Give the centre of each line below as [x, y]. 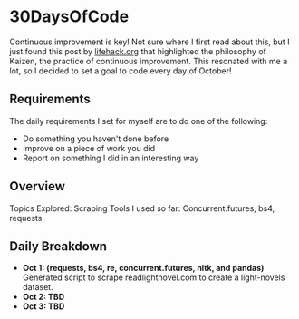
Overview [38, 186]
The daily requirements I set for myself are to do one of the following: [139, 121]
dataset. [38, 287]
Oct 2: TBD [43, 297]
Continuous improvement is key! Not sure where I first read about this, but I [149, 42]
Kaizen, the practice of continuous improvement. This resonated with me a [149, 61]
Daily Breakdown [58, 246]
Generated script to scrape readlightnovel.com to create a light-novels [154, 277]
